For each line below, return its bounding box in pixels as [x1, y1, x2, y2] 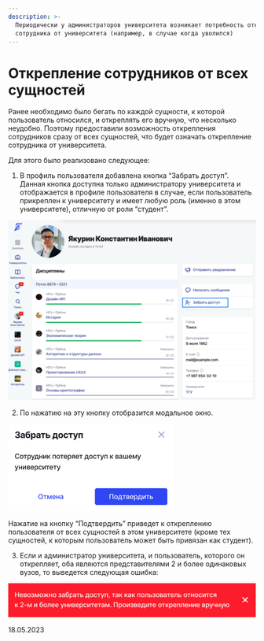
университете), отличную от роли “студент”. [19, 205, 169, 214]
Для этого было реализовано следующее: [8, 156, 150, 165]
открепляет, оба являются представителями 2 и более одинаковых [19, 559, 247, 569]
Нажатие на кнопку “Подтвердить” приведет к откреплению [8, 518, 212, 528]
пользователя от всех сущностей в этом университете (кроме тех [8, 527, 231, 536]
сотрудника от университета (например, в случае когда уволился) [15, 29, 234, 37]
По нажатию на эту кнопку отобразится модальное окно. [19, 408, 214, 417]
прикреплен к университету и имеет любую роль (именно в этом [19, 196, 241, 206]
